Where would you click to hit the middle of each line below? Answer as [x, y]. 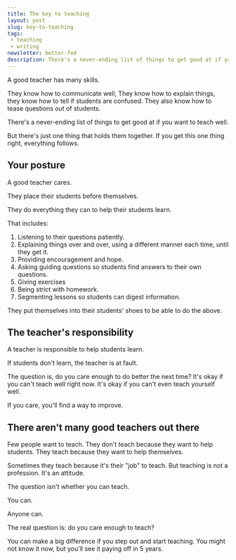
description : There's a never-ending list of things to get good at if [114, 60]
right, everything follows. [43, 143]
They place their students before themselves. [73, 196]
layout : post [26, 20]
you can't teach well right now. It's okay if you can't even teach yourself [111, 384]
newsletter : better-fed [42, 54]
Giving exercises [41, 282]
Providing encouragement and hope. [71, 259]
